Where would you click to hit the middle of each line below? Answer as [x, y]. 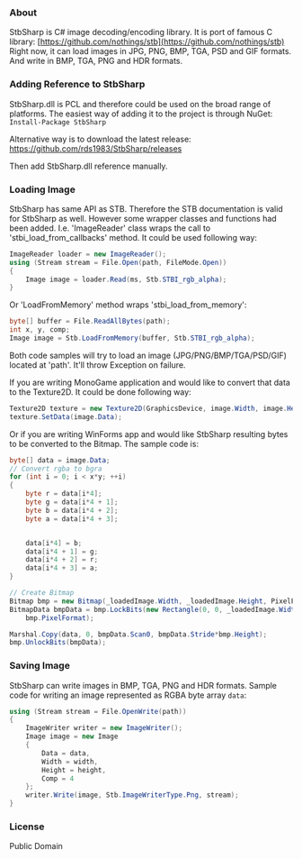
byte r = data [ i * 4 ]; [64, 494]
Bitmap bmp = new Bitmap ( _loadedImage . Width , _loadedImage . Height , [138, 601]
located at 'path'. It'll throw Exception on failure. [98, 365]
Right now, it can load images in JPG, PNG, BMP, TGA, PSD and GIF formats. [151, 51]
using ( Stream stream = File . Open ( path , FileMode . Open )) [118, 262]
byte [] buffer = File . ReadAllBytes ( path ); [90, 322]
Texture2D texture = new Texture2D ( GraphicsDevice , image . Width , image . [148, 408]
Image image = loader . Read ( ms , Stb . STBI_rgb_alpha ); [126, 279]
